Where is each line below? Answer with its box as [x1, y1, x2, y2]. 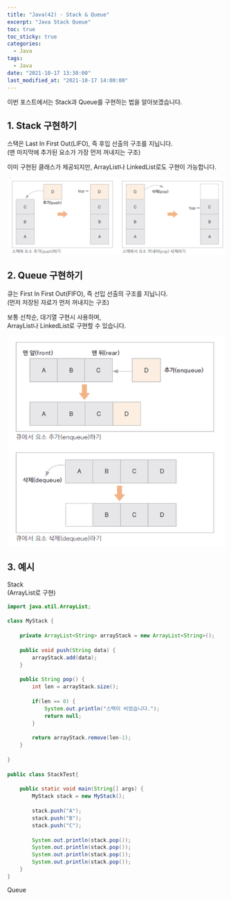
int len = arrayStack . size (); [32, 683, 119, 690]
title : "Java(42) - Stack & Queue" [7, 11, 110, 18]
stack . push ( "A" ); [32, 807, 82, 815]
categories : [7, 40, 41, 48]
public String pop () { [19, 676, 85, 683]
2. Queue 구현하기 [7, 270, 83, 282]
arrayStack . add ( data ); [32, 654, 98, 661]
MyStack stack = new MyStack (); [32, 793, 126, 800]
